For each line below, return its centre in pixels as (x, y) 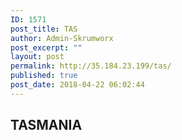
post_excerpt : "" (46, 47)
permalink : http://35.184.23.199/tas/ (91, 66)
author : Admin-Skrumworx (62, 38)
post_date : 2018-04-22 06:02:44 (77, 85)
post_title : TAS (44, 29)
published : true (44, 76)
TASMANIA (46, 125)
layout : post (37, 57)
